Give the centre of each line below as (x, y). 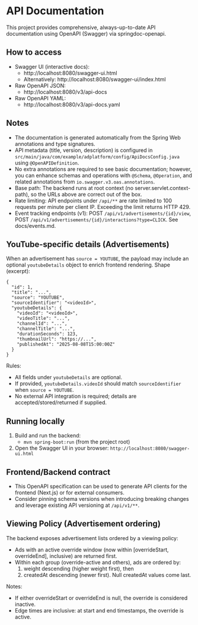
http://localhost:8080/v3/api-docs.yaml (72, 104)
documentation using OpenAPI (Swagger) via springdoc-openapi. (86, 33)
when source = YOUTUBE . (44, 390)
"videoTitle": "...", (43, 319)
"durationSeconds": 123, (47, 334)
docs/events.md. (35, 226)
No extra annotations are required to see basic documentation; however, (103, 169)
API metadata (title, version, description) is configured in (84, 150)
